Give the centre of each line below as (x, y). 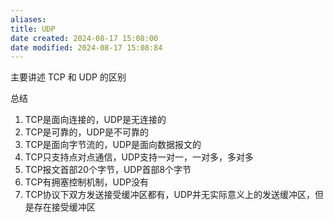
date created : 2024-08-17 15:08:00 (84, 38)
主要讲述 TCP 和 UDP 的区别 (68, 77)
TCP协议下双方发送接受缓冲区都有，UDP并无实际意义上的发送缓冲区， (170, 195)
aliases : (28, 19)
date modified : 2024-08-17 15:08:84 (86, 47)
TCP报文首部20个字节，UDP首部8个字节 (108, 170)
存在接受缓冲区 (64, 207)
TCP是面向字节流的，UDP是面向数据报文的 (113, 145)
